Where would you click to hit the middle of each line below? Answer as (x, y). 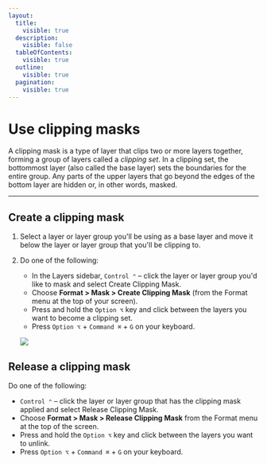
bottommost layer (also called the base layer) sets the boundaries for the (127, 168)
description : (37, 38)
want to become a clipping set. (82, 318)
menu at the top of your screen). (85, 301)
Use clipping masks (74, 129)
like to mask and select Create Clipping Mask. (106, 284)
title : (26, 23)
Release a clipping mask (70, 367)
